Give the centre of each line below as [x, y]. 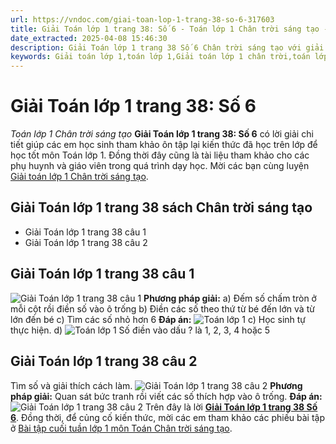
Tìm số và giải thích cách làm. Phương [156, 385]
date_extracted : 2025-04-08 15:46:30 [89, 38]
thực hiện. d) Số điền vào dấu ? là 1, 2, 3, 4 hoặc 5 [140, 330]
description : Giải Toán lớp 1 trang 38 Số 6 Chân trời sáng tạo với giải [167, 47]
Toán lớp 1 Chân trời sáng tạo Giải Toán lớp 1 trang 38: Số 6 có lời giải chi [162, 134]
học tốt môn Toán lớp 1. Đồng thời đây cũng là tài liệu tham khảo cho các [160, 155]
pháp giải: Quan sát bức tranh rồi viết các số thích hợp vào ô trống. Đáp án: [166, 396]
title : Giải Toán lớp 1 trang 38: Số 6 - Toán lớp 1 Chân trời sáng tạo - [169, 29]
